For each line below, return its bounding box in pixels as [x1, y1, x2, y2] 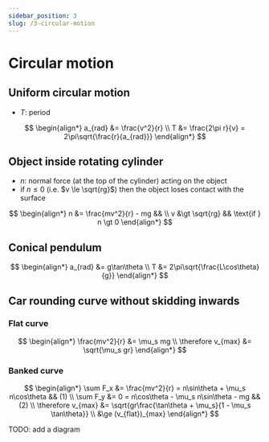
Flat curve [8, 318, 49, 329]
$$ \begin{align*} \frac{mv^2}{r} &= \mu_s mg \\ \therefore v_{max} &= [18, 336, 252, 346]
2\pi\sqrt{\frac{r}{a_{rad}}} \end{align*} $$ [63, 131, 206, 141]
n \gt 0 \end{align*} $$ [97, 217, 173, 227]
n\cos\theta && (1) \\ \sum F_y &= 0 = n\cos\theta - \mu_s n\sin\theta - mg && [9, 392, 261, 402]
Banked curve [8, 365, 64, 376]
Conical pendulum [8, 241, 102, 254]
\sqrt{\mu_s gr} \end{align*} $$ [83, 345, 187, 354]
